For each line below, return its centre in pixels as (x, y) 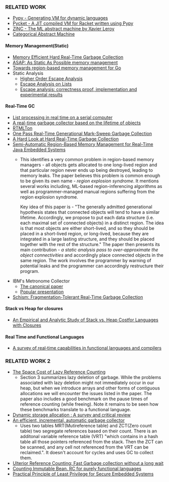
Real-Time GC (20, 106)
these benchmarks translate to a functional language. (75, 410)
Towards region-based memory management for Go (67, 68)
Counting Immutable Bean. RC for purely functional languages (77, 469)
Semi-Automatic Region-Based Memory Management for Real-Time (83, 144)
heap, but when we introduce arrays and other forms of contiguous (90, 388)
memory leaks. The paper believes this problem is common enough (90, 175)
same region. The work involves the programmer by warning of (86, 260)
